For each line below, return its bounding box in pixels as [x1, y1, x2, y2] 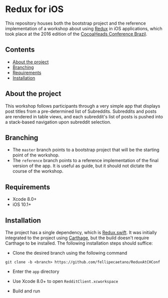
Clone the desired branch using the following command [12, 250, 127, 256]
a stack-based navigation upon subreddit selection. [5, 119, 111, 125]
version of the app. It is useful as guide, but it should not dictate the [12, 163, 152, 169]
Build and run [12, 288, 40, 294]
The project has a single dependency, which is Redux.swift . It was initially [5, 230, 157, 235]
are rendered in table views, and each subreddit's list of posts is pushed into [5, 113, 163, 119]
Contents [5, 45, 35, 54]
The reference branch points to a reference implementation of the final [12, 158, 159, 164]
